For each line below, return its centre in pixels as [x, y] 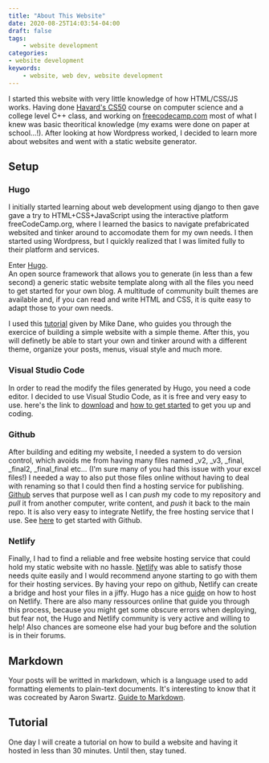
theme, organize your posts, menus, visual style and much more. [115, 349]
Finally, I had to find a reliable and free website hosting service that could [129, 559]
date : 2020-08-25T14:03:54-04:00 [64, 23]
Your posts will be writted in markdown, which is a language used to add [128, 680]
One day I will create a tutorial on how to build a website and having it [123, 742]
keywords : [25, 68]
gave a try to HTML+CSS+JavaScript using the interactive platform [118, 216]
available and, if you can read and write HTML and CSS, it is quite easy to [130, 299]
